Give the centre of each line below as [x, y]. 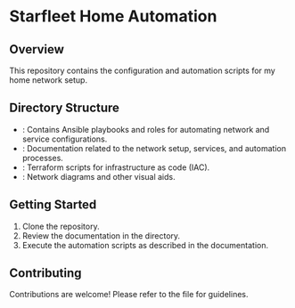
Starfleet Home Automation [113, 16]
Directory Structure [65, 108]
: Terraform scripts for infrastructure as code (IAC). [116, 167]
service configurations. [65, 139]
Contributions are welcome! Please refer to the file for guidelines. [129, 295]
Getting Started [53, 205]
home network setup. [48, 80]
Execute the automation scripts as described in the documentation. [145, 245]
